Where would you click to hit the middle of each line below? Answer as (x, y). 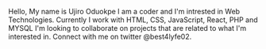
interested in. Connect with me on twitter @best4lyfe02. (100, 36)
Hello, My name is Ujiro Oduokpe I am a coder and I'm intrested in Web (124, 11)
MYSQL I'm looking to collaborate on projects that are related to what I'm (127, 28)
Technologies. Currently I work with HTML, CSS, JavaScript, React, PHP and (133, 20)
